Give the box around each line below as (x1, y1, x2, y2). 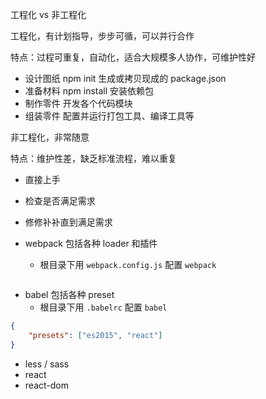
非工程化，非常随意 (10, 131, 90, 143)
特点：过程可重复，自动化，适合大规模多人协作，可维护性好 (10, 51, 256, 63)
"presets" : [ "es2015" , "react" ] (28, 330, 163, 340)
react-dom (24, 379, 69, 391)
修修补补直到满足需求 (24, 216, 113, 228)
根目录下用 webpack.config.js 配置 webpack (39, 259, 217, 270)
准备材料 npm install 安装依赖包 (24, 85, 155, 97)
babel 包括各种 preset (24, 289, 115, 300)
